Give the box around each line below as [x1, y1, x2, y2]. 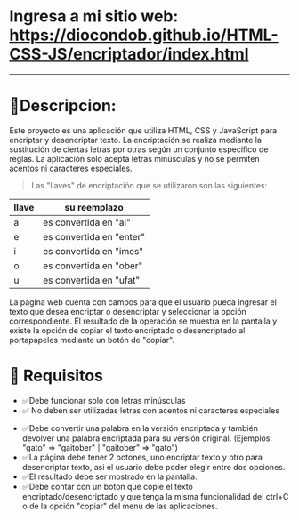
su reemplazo [64, 201, 124, 213]
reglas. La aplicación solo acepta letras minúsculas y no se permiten [9, 153, 260, 164]
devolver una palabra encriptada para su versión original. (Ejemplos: [21, 433, 273, 444]
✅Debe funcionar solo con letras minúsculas [21, 395, 186, 405]
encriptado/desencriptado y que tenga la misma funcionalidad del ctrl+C [21, 491, 289, 501]
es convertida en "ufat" [43, 274, 141, 286]
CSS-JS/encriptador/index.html [9, 44, 249, 64]
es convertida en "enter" [43, 230, 145, 243]
